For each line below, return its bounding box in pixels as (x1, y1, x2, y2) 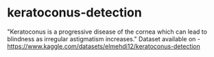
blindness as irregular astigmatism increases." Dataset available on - (7, 34, 201, 43)
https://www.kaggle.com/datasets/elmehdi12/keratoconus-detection (7, 42, 201, 50)
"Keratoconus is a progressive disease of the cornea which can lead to (7, 27, 208, 36)
